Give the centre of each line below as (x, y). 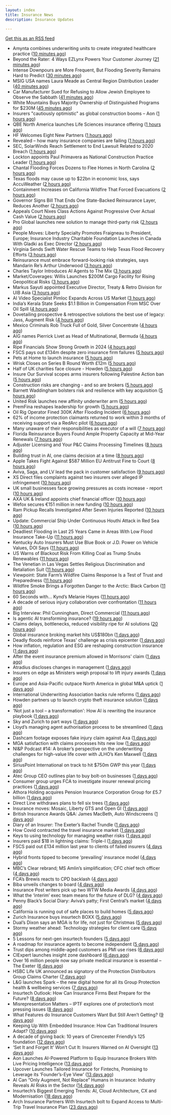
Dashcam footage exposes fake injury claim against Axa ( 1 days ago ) (85, 738)
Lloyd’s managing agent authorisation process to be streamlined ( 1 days (88, 727)
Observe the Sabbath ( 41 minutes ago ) (53, 97)
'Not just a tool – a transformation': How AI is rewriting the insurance (84, 711)
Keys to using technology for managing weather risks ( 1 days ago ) (82, 835)
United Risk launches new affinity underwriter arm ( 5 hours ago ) (80, 401)
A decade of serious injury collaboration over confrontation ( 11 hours (84, 602)
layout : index (20, 10)
